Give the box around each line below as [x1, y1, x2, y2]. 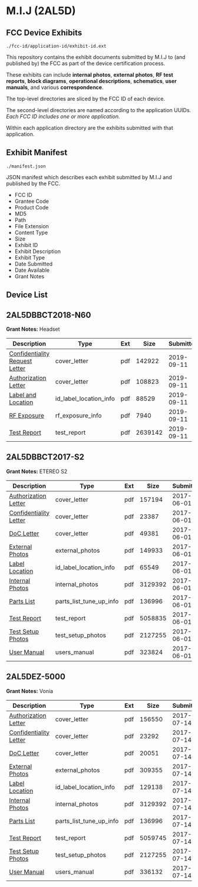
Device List [6, 290, 48, 300]
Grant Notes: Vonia [6, 687, 54, 694]
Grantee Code [14, 198, 49, 205]
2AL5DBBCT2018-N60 [6, 310, 91, 320]
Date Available [14, 267, 50, 274]
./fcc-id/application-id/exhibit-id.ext [6, 43, 107, 49]
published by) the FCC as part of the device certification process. [6, 60, 166, 67]
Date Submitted [14, 260, 53, 267]
